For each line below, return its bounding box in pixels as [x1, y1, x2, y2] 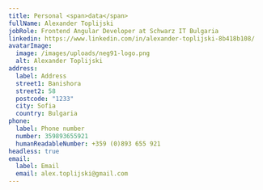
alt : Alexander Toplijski [15, 57, 104, 65]
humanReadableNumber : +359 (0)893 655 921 [15, 139, 161, 148]
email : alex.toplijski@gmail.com [15, 170, 129, 178]
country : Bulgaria [15, 110, 78, 118]
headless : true [8, 147, 60, 155]
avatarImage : [8, 42, 53, 50]
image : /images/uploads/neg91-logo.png [15, 49, 151, 57]
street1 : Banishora [15, 79, 82, 87]
